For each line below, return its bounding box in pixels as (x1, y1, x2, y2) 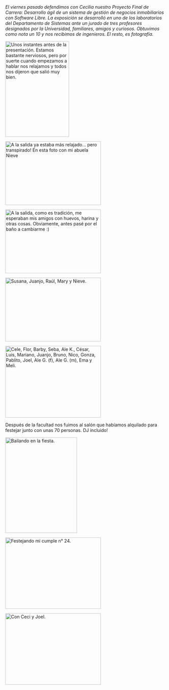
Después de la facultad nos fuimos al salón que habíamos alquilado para (5, 422, 158, 428)
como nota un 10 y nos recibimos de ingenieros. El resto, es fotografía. (5, 31, 154, 37)
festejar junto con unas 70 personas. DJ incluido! (5, 427, 108, 433)
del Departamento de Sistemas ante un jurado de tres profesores (5, 20, 143, 26)
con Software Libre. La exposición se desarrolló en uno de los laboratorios (5, 15, 162, 21)
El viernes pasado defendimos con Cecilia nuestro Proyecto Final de (5, 4, 149, 10)
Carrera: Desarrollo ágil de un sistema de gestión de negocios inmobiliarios (5, 9, 164, 15)
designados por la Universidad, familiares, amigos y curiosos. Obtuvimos (5, 25, 160, 32)
